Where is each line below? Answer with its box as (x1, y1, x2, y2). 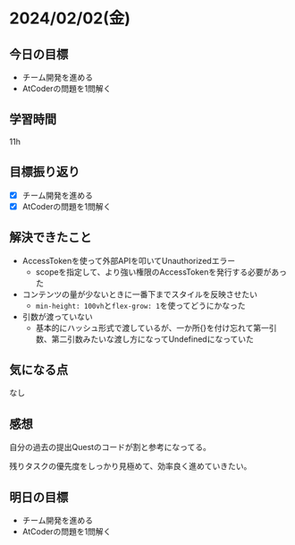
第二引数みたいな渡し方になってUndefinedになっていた (51, 333, 255, 345)
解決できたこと (9, 230, 92, 245)
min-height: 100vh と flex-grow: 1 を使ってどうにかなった (35, 300, 246, 311)
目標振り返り (9, 165, 80, 180)
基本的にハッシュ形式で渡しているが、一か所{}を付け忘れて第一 (35, 322, 270, 333)
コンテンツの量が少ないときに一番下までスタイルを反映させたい (21, 288, 257, 300)
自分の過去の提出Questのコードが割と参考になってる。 (9, 442, 212, 453)
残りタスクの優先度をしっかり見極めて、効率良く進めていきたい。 (9, 461, 252, 472)
